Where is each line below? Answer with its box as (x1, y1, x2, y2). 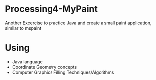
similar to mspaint (5, 25, 42, 31)
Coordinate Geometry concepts (12, 64, 77, 70)
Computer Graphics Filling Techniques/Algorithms (12, 69, 114, 75)
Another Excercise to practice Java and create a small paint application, (5, 20, 152, 26)
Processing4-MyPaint (5, 3, 98, 15)
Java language (12, 58, 43, 65)
